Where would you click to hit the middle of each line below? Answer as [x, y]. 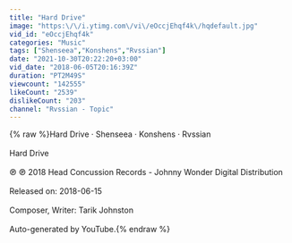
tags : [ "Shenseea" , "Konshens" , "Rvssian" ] [88, 51]
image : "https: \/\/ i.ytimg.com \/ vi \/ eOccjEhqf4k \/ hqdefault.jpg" [133, 26]
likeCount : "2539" [43, 92]
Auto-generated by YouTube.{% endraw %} [90, 230]
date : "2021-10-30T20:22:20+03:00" [76, 59]
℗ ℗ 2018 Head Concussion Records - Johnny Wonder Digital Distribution [146, 172]
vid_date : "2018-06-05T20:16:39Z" [74, 68]
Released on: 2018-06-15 [56, 191]
